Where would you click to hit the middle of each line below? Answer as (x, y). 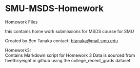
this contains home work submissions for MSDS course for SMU (70, 31)
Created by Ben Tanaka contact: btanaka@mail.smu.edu (61, 41)
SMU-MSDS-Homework (54, 8)
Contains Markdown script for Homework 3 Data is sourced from (70, 55)
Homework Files (21, 22)
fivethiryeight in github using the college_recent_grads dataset (68, 60)
